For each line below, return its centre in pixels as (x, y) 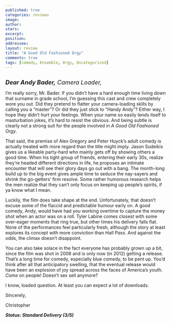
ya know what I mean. (28, 190)
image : (12, 19)
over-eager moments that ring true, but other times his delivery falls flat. (81, 222)
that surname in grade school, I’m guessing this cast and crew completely (83, 98)
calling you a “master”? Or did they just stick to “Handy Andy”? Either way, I (85, 109)
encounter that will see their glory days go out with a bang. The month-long (85, 168)
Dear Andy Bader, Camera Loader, (54, 82)
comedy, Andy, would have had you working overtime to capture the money (85, 211)
